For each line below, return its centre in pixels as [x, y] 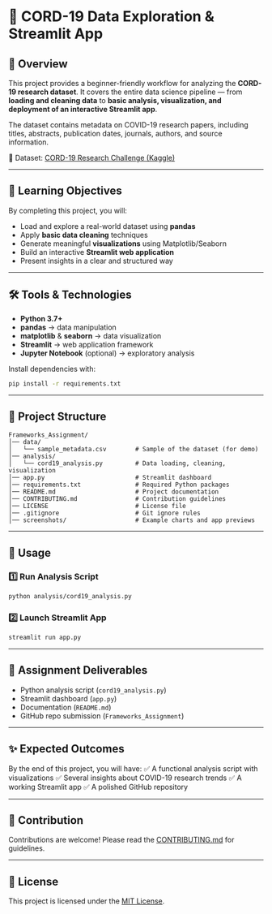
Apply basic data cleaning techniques [84, 235]
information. [29, 142]
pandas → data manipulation [68, 327]
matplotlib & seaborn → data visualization [91, 335]
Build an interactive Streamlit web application [97, 252]
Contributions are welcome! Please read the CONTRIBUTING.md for [121, 840]
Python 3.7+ [41, 318]
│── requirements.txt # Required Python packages [119, 485]
